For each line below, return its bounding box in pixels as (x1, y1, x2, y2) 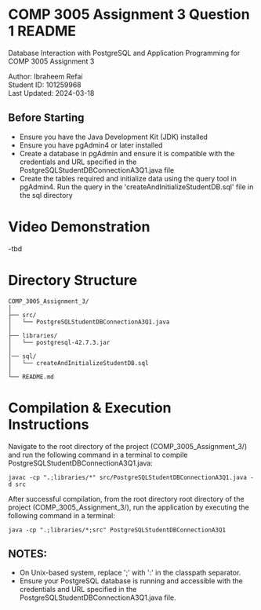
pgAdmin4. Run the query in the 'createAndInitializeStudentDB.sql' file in (19, 182, 254, 192)
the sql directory (19, 190, 73, 199)
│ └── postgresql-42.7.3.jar (8, 338, 111, 346)
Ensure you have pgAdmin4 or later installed (19, 140, 163, 150)
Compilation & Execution (8, 399, 172, 417)
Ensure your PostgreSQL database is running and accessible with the (19, 576, 243, 586)
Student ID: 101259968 (8, 80, 82, 89)
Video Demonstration (8, 217, 150, 236)
